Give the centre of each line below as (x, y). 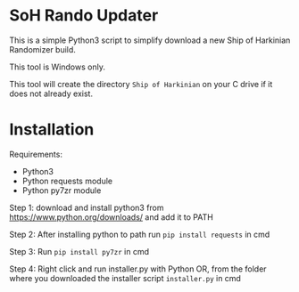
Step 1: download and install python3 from (87, 207)
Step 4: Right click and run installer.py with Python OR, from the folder (138, 269)
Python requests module (67, 181)
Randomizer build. (42, 49)
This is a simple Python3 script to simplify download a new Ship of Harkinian (150, 40)
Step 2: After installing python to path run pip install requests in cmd (140, 234)
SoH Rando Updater (84, 16)
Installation (52, 130)
